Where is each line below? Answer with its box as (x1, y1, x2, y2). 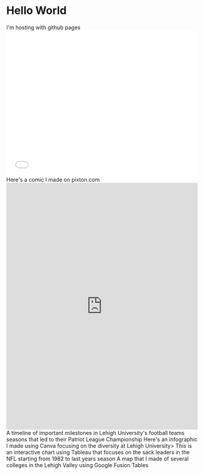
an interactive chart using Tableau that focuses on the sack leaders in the (6, 448, 190, 456)
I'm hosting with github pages (6, 24, 81, 31)
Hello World (6, 4, 67, 18)
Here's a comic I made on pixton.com (6, 176, 100, 183)
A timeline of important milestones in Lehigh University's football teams (6, 429, 185, 436)
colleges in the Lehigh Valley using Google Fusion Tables (6, 461, 149, 468)
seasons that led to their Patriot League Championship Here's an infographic (6, 436, 198, 443)
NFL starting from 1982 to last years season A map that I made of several (6, 455, 189, 462)
